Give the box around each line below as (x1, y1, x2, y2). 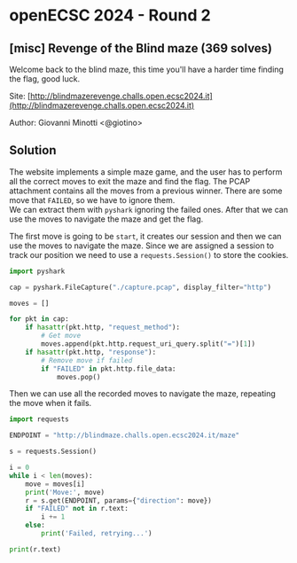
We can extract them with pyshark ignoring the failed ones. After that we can (9, 204, 288, 215)
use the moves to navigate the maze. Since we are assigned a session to (9, 240, 275, 251)
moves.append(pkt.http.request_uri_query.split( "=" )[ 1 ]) (41, 340, 255, 348)
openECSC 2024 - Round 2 (9, 5, 211, 26)
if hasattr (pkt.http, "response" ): (25, 348, 157, 356)
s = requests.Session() (9, 447, 98, 457)
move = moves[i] (25, 480, 86, 489)
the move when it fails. (9, 398, 92, 409)
